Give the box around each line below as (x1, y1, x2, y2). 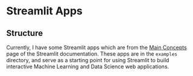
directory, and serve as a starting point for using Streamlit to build (6, 57, 169, 63)
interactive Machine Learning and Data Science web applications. (6, 63, 169, 70)
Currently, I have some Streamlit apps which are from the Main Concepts (6, 44, 187, 51)
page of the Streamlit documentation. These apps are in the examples (6, 50, 178, 57)
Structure (6, 28, 43, 38)
